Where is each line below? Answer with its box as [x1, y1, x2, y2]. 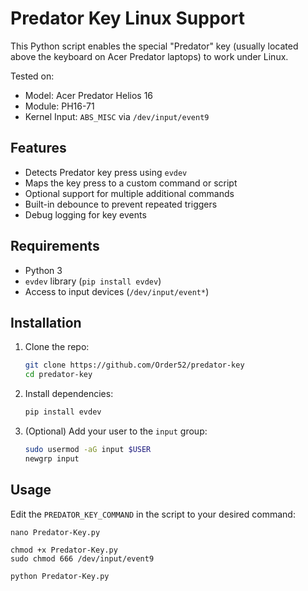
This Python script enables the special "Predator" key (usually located [10, 40, 299, 52]
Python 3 [24, 264, 63, 276]
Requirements [10, 238, 100, 255]
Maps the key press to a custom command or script [24, 177, 238, 189]
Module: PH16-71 [24, 100, 95, 112]
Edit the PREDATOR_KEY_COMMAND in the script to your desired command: [10, 508, 296, 520]
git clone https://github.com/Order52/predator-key [24, 360, 245, 371]
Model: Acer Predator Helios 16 [24, 89, 154, 101]
